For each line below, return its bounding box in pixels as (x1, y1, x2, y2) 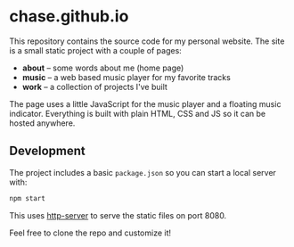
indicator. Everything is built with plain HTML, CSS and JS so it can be (9, 108, 265, 119)
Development (9, 144, 86, 159)
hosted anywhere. (9, 118, 76, 128)
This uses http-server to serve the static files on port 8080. (9, 210, 227, 220)
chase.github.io (9, 6, 129, 27)
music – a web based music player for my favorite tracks (21, 71, 232, 82)
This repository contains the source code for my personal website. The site (9, 36, 285, 46)
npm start (9, 193, 46, 202)
